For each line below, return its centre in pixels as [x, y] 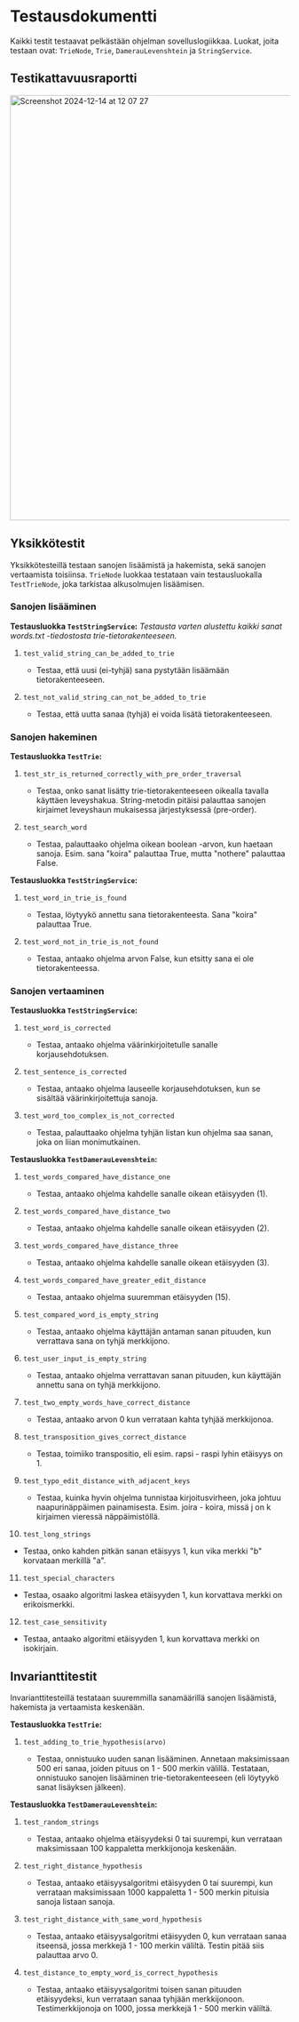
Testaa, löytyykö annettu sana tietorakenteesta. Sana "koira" [147, 915]
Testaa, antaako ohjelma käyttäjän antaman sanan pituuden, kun [153, 1332]
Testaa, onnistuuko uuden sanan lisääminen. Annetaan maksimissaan [163, 1759]
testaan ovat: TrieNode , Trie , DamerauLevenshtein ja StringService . [131, 50]
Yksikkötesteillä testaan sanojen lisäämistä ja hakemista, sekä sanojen [138, 565]
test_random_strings [61, 1823]
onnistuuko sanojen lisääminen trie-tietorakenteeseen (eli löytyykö [157, 1778]
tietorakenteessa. [68, 968]
